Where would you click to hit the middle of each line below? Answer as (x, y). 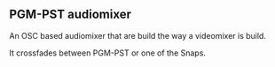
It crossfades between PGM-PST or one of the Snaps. (108, 53)
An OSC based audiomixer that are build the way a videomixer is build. (137, 35)
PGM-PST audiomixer (70, 15)
